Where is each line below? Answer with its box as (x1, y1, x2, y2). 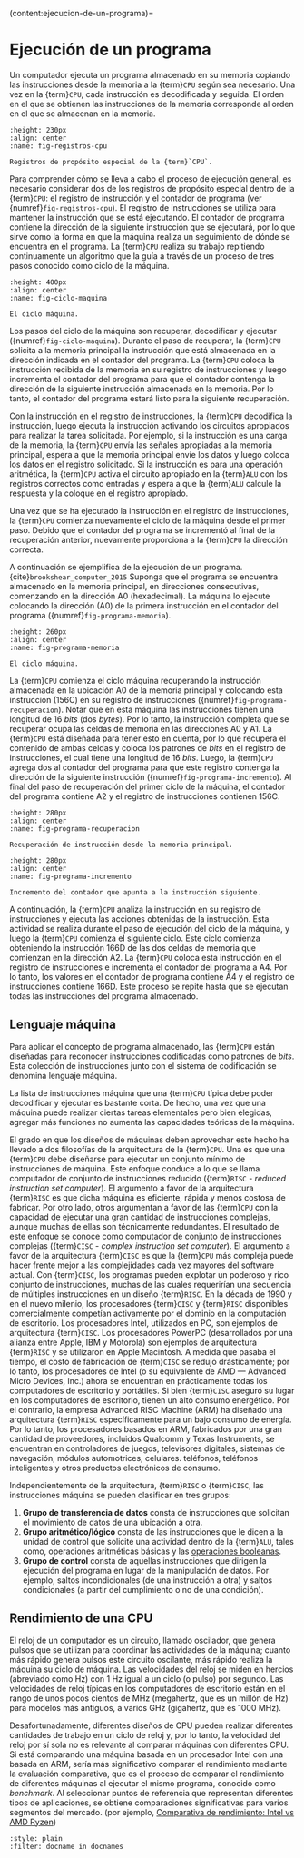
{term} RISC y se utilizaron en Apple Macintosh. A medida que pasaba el (9, 1346, 276, 1357)
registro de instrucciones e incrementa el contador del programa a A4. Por (9, 962, 288, 973)
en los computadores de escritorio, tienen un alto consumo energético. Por (9, 1394, 290, 1406)
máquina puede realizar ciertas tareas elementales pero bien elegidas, (9, 1107, 272, 1118)
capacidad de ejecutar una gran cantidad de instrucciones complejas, (9, 1211, 270, 1222)
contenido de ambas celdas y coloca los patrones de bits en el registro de (9, 742, 286, 753)
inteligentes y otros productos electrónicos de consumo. (9, 1462, 221, 1473)
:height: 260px (9, 627, 67, 637)
